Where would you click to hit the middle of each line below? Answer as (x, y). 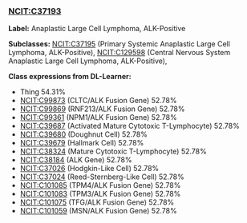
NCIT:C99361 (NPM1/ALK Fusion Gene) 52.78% (99, 117)
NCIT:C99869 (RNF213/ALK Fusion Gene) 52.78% (103, 109)
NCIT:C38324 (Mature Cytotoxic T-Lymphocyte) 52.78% (113, 151)
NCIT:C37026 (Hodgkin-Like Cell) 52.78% (89, 169)
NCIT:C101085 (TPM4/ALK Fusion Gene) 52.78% (100, 185)
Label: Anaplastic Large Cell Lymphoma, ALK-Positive (97, 29)
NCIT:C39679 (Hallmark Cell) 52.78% (82, 143)
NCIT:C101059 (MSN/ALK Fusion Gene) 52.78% (99, 211)
